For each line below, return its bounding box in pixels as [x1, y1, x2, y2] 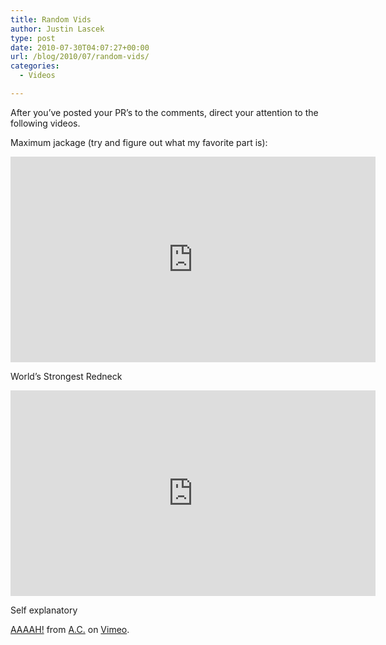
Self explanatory [10, 604, 78, 616]
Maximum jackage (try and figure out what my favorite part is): [10, 136, 268, 148]
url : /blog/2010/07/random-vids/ [10, 52, 150, 62]
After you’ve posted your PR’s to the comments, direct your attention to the [10, 106, 319, 118]
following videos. [10, 117, 81, 129]
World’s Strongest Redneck [10, 370, 123, 382]
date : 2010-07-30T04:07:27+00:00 [10, 42, 150, 53]
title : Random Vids [10, 14, 92, 25]
